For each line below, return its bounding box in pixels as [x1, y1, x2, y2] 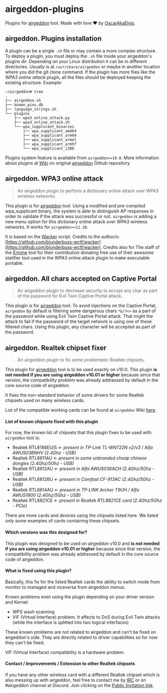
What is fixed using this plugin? [5, 568, 72, 574]
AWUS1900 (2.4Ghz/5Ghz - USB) [12, 492, 81, 498]
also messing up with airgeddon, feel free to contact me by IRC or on [5, 677, 146, 683]
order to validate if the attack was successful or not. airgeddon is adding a [5, 213, 157, 219]
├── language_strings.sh [5, 106, 57, 112]
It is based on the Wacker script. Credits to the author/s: [5, 233, 120, 239]
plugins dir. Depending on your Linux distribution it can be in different [5, 58, 147, 64]
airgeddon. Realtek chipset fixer [5, 343, 107, 352]
